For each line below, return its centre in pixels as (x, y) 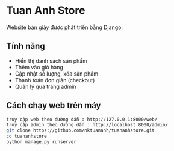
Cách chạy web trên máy (54, 105)
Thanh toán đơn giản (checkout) (55, 80)
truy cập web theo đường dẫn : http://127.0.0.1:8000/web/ (82, 119)
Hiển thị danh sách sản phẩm (51, 60)
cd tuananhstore (26, 137)
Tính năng (26, 46)
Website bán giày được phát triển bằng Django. (65, 27)
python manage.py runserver (42, 142)
